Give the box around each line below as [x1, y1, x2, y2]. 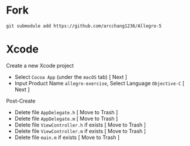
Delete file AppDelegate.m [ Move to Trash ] [14, 115, 118, 122]
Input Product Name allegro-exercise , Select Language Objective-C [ [14, 79, 185, 87]
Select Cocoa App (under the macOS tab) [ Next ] [14, 73, 128, 80]
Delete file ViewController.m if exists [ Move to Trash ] [14, 127, 146, 134]
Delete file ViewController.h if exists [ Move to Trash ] [14, 121, 146, 128]
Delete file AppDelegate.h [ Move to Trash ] [14, 108, 118, 115]
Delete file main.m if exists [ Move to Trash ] [14, 134, 120, 141]
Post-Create [6, 97, 36, 104]
